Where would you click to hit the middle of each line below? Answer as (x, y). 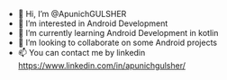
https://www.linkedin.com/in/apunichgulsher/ (102, 66)
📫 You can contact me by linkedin (82, 53)
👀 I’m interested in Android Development (93, 23)
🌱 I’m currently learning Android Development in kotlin (118, 33)
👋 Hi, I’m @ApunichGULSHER (72, 14)
